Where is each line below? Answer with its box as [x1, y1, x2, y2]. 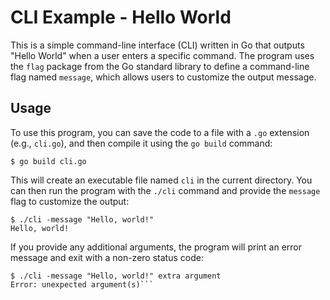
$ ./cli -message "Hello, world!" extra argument [10, 271, 222, 281]
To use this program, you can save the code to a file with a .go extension [10, 126, 310, 138]
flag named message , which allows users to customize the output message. [10, 71, 317, 83]
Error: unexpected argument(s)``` [10, 279, 155, 290]
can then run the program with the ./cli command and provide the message [10, 184, 321, 196]
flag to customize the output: [10, 195, 130, 207]
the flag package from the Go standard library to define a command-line [10, 60, 310, 72]
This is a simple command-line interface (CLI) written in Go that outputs [10, 39, 305, 51]
